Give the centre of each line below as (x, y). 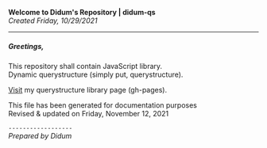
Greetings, (26, 46)
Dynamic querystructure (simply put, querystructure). (96, 74)
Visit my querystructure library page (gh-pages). (88, 89)
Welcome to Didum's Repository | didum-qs (82, 12)
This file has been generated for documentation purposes (103, 105)
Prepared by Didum (40, 135)
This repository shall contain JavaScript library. (85, 66)
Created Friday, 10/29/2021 (53, 21)
